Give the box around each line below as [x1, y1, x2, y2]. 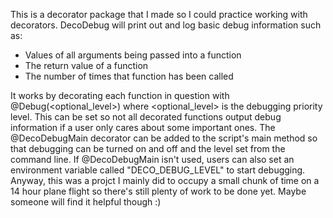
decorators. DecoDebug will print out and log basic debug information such [10, 19, 322, 31]
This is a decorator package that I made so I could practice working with [10, 9, 308, 20]
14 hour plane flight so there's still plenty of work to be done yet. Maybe [10, 185, 307, 197]
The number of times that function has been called [24, 70, 234, 82]
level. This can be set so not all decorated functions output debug [10, 111, 282, 123]
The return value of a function [24, 60, 149, 71]
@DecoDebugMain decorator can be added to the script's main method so [10, 132, 318, 144]
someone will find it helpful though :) [10, 196, 162, 208]
